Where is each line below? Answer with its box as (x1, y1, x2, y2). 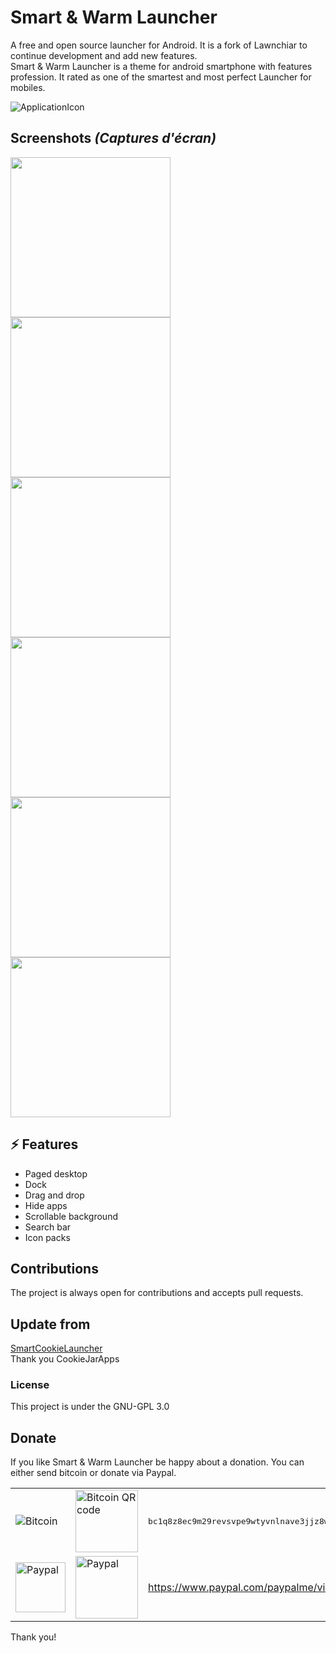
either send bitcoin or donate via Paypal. (10, 1467, 177, 1479)
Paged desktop (24, 1167, 88, 1180)
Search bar (24, 1221, 72, 1233)
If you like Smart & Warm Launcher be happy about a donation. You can (10, 1456, 305, 1468)
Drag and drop (24, 1189, 85, 1201)
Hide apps (24, 1199, 68, 1211)
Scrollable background (24, 1210, 118, 1222)
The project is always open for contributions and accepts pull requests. (10, 1287, 304, 1299)
